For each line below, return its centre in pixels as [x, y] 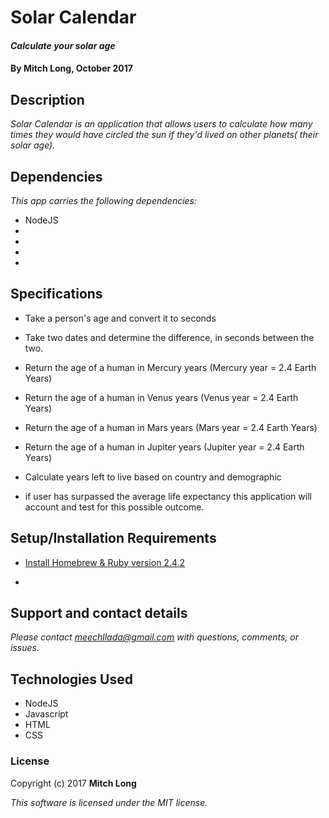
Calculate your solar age [63, 45]
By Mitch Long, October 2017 [71, 68]
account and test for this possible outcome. [114, 507]
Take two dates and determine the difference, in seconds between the [169, 337]
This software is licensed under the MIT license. [109, 802]
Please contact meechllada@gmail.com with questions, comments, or [154, 637]
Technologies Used [71, 679]
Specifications [56, 294]
